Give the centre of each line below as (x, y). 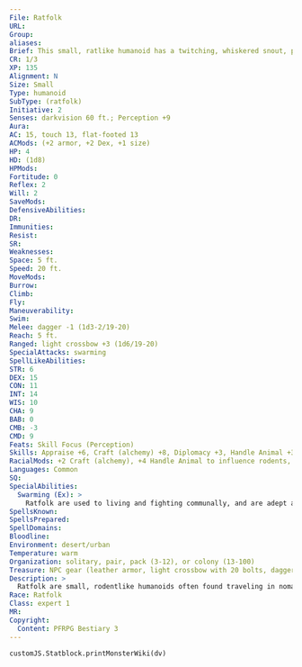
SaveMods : (28, 202)
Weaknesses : (31, 252)
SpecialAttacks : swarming (58, 352)
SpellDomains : (36, 528)
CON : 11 (24, 386)
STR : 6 (22, 369)
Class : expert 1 (40, 604)
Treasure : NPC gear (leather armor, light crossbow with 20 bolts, (138, 570)
